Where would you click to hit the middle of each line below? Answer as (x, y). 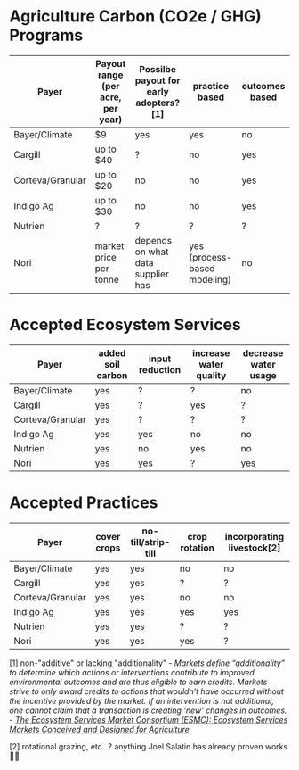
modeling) (210, 279)
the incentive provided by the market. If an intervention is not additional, (141, 700)
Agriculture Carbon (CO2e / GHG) (136, 17)
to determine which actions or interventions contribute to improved (132, 672)
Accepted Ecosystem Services (125, 325)
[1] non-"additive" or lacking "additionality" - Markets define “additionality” (147, 663)
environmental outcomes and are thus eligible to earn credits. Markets (138, 682)
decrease (263, 352)
